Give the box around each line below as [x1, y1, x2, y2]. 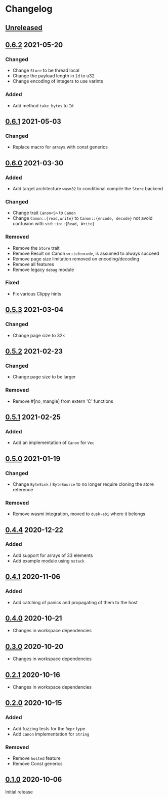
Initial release [5, 789, 33, 795]
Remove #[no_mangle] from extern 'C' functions [12, 398, 113, 404]
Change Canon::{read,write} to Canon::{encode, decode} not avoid [12, 215, 153, 221]
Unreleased [5, 23, 43, 32]
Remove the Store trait [12, 245, 60, 251]
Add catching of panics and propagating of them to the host [12, 599, 138, 605]
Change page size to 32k [12, 332, 65, 338]
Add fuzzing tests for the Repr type [12, 725, 86, 731]
